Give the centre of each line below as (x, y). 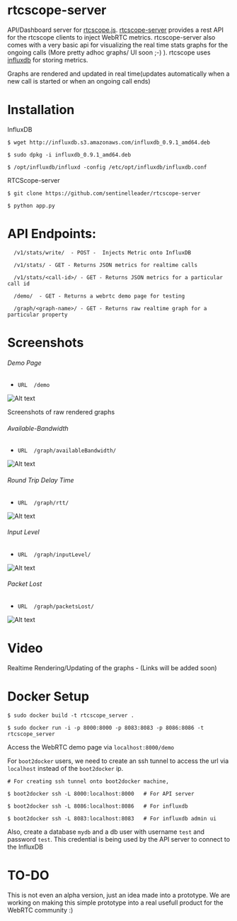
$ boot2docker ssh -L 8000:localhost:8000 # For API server (101, 793)
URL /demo (34, 385)
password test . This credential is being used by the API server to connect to (119, 839)
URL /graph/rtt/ (43, 503)
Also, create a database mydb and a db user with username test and (106, 832)
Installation (41, 110)
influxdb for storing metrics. (48, 60)
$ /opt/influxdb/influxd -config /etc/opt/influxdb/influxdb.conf (107, 167)
